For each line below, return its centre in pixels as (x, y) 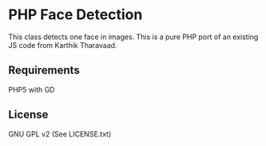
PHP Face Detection (75, 15)
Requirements (44, 71)
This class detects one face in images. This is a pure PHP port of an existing (133, 37)
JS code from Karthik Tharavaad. (63, 45)
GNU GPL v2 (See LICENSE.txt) (60, 134)
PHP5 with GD (32, 89)
